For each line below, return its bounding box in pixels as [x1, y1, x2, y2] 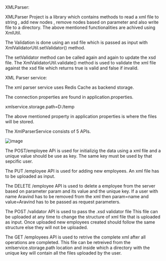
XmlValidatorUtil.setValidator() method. [5, 45, 85, 50]
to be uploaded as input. [5, 173, 55, 179]
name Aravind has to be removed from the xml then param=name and [5, 194, 149, 199]
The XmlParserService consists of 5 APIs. [5, 128, 91, 134]
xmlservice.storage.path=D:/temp [5, 104, 75, 109]
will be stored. [5, 119, 34, 124]
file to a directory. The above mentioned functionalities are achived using [5, 24, 156, 30]
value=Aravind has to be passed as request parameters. [5, 199, 121, 205]
